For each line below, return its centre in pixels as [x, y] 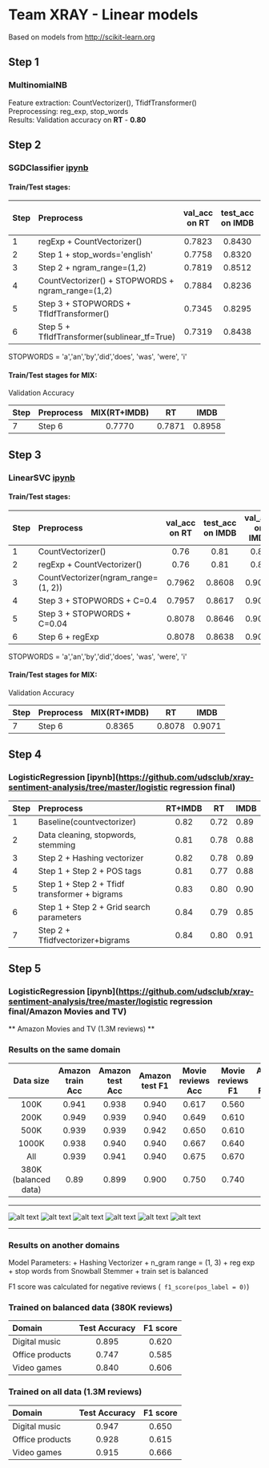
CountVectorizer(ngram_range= [98, 577]
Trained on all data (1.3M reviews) [75, 1392]
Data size [31, 1080]
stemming [57, 844]
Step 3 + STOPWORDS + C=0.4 [98, 600]
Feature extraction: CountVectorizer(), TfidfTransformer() [103, 103]
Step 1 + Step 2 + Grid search [94, 907]
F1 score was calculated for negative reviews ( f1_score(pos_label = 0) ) [129, 1287]
